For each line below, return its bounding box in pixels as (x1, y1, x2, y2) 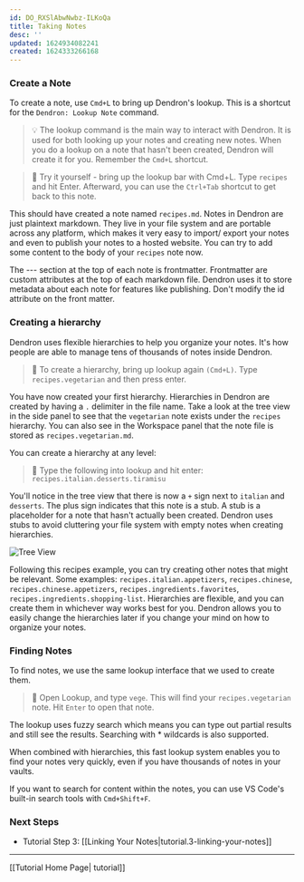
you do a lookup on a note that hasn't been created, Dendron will (31, 144, 274, 155)
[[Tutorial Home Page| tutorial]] (9, 862, 126, 873)
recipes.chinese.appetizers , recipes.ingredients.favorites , (9, 583, 240, 594)
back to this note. (31, 191, 97, 202)
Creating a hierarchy (9, 316, 101, 329)
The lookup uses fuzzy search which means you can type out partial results (9, 720, 292, 731)
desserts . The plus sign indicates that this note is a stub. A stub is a (9, 499, 261, 510)
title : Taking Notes (9, 22, 88, 31)
